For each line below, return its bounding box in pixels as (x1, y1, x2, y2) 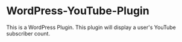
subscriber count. (6, 30, 50, 37)
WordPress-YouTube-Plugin (6, 4, 149, 18)
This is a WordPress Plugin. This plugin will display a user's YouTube (6, 24, 176, 31)
